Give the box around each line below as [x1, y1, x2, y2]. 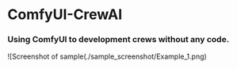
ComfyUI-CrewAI [7, 6, 123, 24]
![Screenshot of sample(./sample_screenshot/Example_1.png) [7, 52, 207, 61]
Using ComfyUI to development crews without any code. [7, 34, 230, 45]
